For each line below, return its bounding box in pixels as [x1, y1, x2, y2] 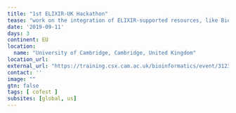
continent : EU [7, 36, 49, 44]
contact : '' [7, 69, 42, 76]
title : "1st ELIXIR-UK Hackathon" [7, 10, 109, 18]
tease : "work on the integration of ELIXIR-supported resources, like [7, 17, 218, 24]
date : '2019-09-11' [7, 23, 65, 30]
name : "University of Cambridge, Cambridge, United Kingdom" [13, 50, 197, 57]
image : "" [7, 75, 37, 83]
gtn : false [7, 82, 39, 89]
